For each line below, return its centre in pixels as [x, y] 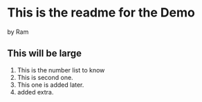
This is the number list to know [61, 70]
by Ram [18, 32]
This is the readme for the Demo [101, 13]
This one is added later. [50, 85]
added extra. [35, 92]
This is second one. [45, 77]
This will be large [44, 53]
